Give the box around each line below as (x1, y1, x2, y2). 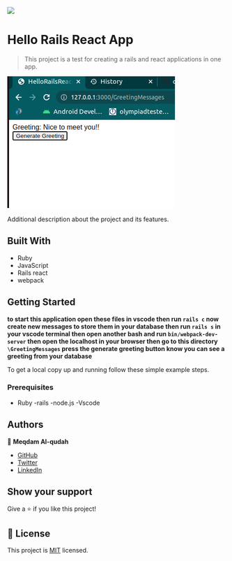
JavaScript (17, 261, 49, 269)
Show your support (7, 486, 93, 498)
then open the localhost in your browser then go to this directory (27, 337, 218, 345)
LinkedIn (17, 465, 42, 474)
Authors (7, 419, 44, 431)
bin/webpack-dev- (167, 331, 218, 338)
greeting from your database (7, 352, 93, 360)
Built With (7, 235, 51, 247)
